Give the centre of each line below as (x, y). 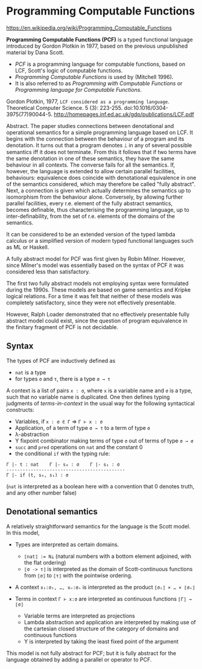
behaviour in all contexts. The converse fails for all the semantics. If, (91, 165)
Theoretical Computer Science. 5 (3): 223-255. (65, 107)
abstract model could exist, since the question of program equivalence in (97, 321)
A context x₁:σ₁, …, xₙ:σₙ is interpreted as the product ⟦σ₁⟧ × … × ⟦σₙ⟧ (105, 587)
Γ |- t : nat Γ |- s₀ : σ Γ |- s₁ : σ (63, 464)
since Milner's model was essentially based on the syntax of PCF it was (95, 265)
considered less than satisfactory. (48, 271)
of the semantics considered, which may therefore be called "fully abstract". (101, 184)
